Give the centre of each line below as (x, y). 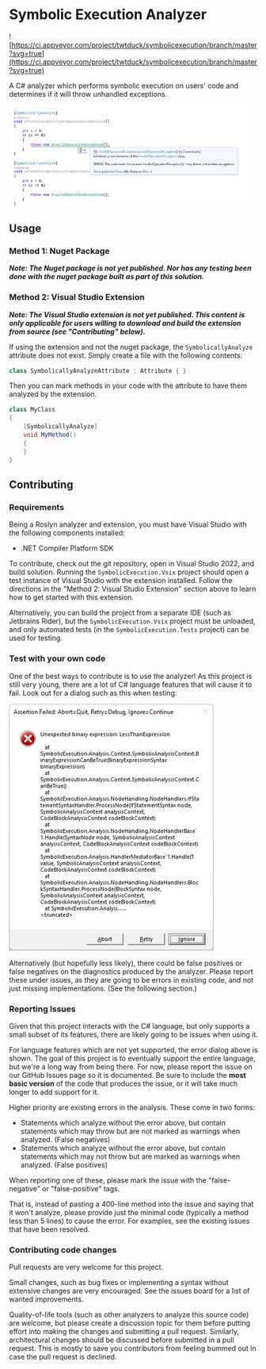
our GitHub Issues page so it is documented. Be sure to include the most (127, 1075)
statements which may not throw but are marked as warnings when (130, 1156)
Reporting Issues (42, 1009)
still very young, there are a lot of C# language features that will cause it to (131, 684)
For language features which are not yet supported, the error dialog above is (133, 1049)
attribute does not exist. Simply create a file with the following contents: (126, 355)
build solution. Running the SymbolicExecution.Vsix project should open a (129, 572)
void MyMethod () (50, 435)
